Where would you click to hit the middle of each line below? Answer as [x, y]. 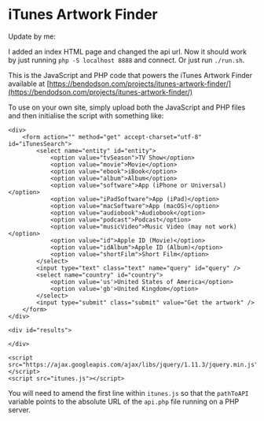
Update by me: [32, 36]
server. [20, 410]
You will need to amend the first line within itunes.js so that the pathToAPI [128, 393]
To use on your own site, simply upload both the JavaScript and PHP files [127, 107]
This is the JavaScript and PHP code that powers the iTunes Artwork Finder [130, 75]
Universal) [209, 185]
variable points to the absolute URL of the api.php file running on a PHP [124, 401]
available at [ [29, 84]
